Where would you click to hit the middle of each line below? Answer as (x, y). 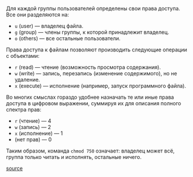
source (15, 168)
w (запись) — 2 (33, 127)
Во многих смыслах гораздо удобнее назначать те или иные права (90, 97)
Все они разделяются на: (37, 15)
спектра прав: (24, 110)
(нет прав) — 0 (33, 139)
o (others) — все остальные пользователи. (68, 38)
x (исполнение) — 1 (39, 133)
